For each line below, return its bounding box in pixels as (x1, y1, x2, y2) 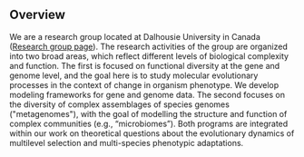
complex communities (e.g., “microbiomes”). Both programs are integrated (9, 118, 289, 129)
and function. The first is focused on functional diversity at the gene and (9, 60, 280, 71)
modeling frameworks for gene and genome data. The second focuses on (9, 89, 286, 100)
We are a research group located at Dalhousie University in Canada (9, 31, 261, 42)
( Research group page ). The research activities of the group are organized (9, 41, 288, 52)
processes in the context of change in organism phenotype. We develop (9, 79, 279, 90)
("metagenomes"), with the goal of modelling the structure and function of (9, 108, 288, 119)
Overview (9, 7, 66, 23)
